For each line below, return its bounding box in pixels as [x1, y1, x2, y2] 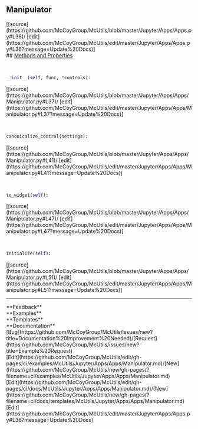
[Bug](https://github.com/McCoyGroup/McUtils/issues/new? [6, 329, 153, 336]
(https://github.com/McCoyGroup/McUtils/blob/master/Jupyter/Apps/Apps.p [6, 27, 192, 34]
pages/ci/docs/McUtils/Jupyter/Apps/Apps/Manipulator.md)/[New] [6, 385, 169, 392]
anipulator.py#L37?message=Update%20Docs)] [6, 110, 124, 118]
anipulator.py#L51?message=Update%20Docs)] [6, 287, 123, 294]
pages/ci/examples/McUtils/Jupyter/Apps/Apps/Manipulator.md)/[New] [6, 360, 180, 367]
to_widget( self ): [6, 192, 49, 198]
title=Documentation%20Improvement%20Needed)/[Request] [6, 335, 157, 342]
